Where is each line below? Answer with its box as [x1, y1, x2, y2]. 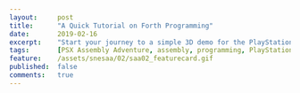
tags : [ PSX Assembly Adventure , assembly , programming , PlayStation [9, 46, 294, 55]
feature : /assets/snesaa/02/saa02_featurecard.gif [9, 54, 214, 63]
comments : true [9, 71, 74, 80]
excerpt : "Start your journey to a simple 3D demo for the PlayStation [9, 37, 294, 47]
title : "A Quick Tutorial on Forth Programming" [9, 21, 214, 30]
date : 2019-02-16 [9, 29, 98, 38]
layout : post [9, 12, 74, 22]
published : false [9, 63, 78, 72]
